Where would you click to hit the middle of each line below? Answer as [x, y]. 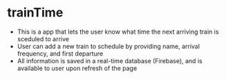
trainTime [35, 13]
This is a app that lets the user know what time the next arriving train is [118, 32]
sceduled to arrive [43, 38]
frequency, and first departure [60, 54]
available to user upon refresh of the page [77, 68]
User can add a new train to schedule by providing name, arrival [109, 46]
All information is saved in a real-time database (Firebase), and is [110, 60]
